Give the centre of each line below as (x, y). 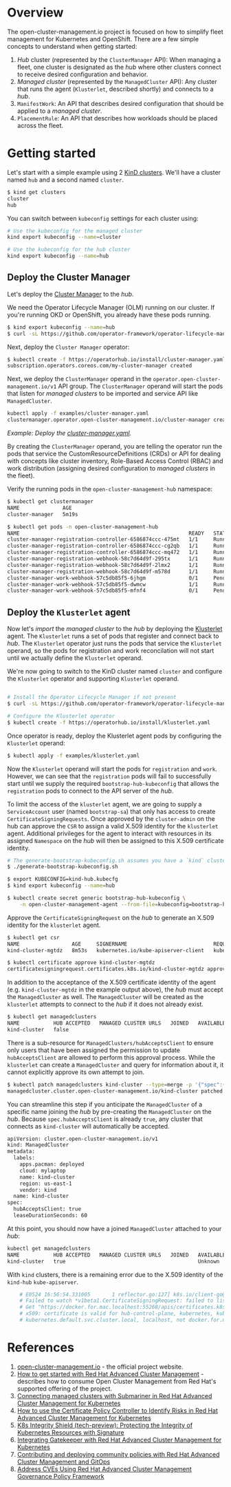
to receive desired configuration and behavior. (82, 74)
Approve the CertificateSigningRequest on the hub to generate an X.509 (111, 917)
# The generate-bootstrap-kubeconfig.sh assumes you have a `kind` (106, 860)
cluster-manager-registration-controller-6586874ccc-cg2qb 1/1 (102, 546)
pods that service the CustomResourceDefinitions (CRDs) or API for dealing (114, 454)
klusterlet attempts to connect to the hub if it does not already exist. (106, 1004)
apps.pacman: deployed (52, 1164)
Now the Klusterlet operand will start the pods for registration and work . (112, 769)
